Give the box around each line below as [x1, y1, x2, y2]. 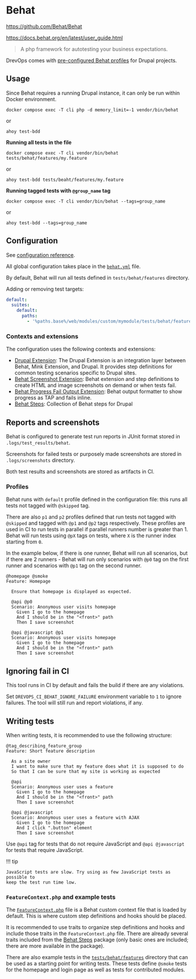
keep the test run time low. [6, 879, 77, 885]
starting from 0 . [6, 538, 43, 545]
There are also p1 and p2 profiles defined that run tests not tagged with [6, 513, 176, 521]
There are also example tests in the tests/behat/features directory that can [6, 954, 188, 961]
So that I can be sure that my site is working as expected [11, 768, 160, 774]
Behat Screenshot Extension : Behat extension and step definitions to [14, 376, 180, 383]
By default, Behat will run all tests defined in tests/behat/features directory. [6, 274, 190, 281]
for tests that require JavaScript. [6, 846, 84, 853]
